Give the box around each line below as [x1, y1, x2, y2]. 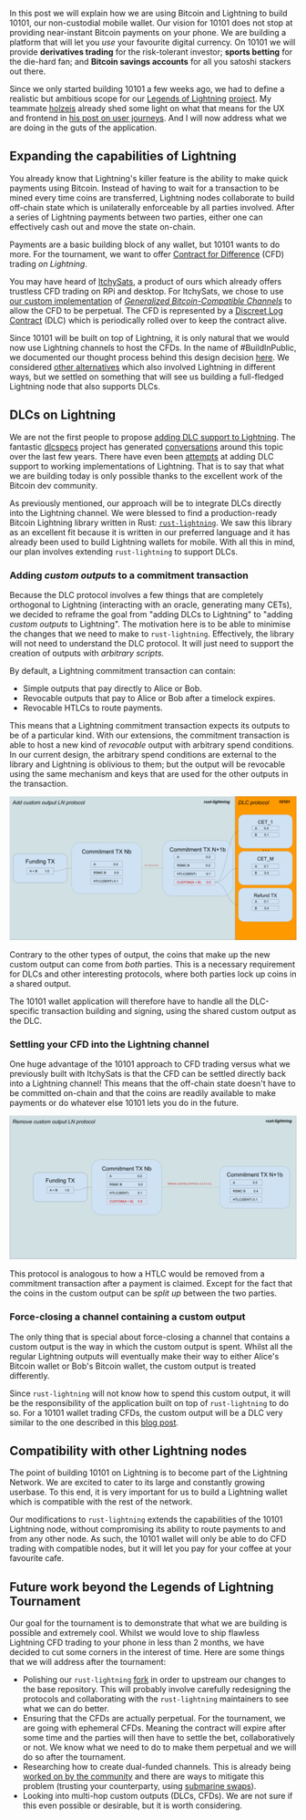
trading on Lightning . [9, 258, 88, 269]
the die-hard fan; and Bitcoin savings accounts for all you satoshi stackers [9, 57, 291, 67]
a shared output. [9, 977, 71, 988]
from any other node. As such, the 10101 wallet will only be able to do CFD [9, 1534, 287, 1545]
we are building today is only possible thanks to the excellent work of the [9, 470, 283, 481]
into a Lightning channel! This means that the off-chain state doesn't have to [9, 1078, 296, 1089]
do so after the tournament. [22, 1752, 126, 1763]
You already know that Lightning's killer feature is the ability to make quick [9, 172, 289, 183]
